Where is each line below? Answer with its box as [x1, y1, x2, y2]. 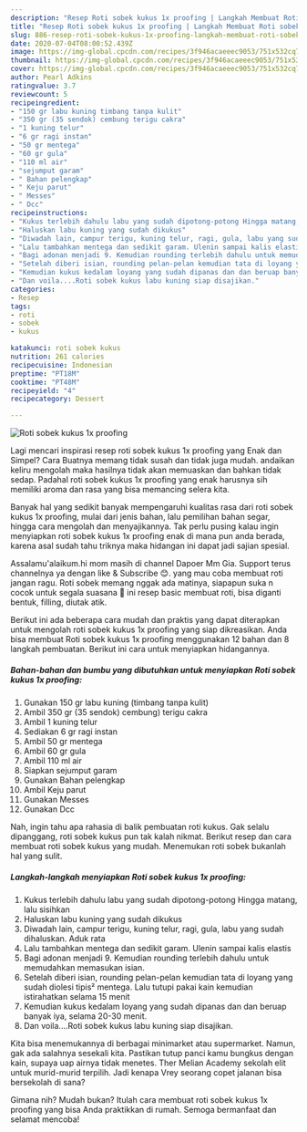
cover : [10, 65, 36, 74]
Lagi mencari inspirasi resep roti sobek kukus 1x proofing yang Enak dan [10, 445, 282, 456]
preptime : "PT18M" [10, 369, 80, 379]
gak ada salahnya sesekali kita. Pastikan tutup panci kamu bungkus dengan [10, 1048, 294, 1059]
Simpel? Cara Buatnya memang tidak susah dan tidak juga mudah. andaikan [10, 455, 295, 466]
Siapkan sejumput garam [23, 765, 118, 776]
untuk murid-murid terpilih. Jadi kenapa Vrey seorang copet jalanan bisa [10, 1067, 282, 1078]
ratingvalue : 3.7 [10, 81, 77, 90]
